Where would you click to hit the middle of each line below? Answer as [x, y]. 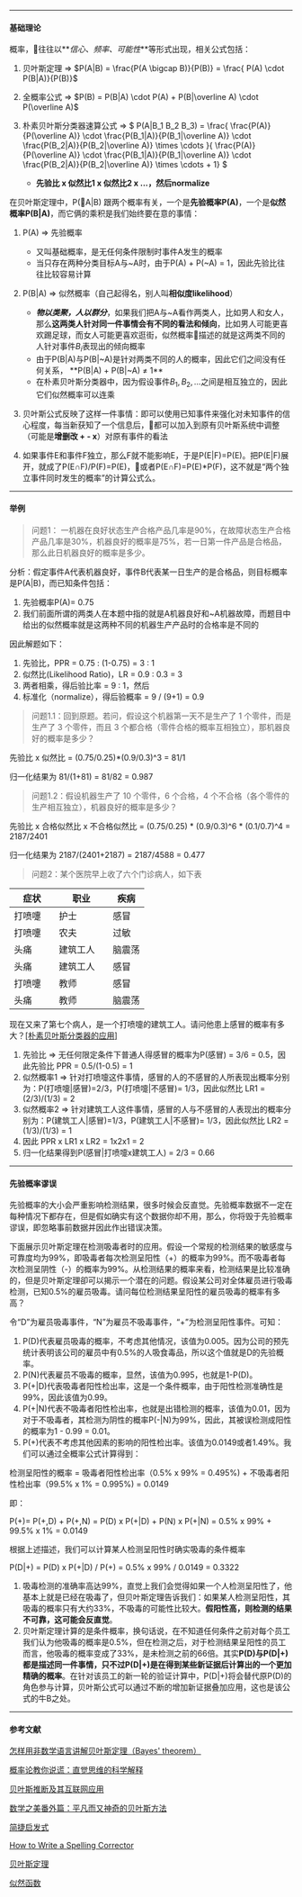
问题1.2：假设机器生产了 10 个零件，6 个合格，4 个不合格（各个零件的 [160, 796]
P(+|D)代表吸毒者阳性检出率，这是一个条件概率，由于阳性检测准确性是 [152, 1387]
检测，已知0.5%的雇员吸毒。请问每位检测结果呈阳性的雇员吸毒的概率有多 [145, 1292]
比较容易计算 [67, 275]
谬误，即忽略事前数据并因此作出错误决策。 [88, 1228]
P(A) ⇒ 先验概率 [52, 233]
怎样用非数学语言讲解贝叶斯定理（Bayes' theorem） [105, 1751]
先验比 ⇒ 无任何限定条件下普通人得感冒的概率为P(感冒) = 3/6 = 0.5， [150, 1055]
